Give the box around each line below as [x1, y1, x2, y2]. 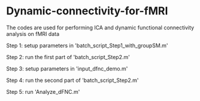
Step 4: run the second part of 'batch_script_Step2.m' [6, 76, 139, 84]
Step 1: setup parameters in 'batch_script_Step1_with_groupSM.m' [6, 42, 169, 49]
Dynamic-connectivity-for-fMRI [6, 4, 168, 18]
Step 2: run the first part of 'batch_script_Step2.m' [6, 53, 130, 60]
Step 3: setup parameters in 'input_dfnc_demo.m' [6, 65, 128, 72]
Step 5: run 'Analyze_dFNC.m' [6, 88, 80, 95]
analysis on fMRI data [6, 30, 60, 37]
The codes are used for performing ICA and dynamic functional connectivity [6, 24, 195, 31]
